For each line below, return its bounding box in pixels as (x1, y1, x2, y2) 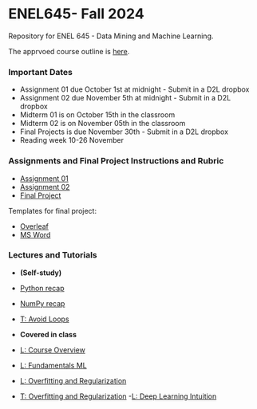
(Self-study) (19, 268, 62, 277)
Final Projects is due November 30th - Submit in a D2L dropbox (19, 127, 229, 136)
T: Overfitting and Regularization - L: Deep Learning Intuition (19, 391, 217, 401)
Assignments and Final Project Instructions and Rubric (8, 155, 224, 167)
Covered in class (19, 329, 77, 339)
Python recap (19, 283, 65, 293)
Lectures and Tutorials (8, 250, 97, 261)
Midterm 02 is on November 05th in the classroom (19, 119, 186, 128)
